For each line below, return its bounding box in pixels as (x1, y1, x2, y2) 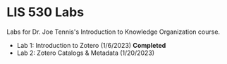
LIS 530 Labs (6, 4, 85, 20)
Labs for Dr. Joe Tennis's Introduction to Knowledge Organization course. (6, 27, 220, 36)
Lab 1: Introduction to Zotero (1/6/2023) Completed (16, 41, 166, 49)
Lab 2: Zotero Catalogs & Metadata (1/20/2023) (16, 49, 155, 57)
